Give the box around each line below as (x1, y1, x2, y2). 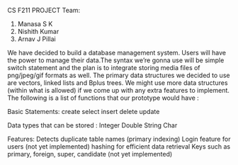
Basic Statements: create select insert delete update (7, 108, 160, 115)
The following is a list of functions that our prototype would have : (7, 93, 200, 102)
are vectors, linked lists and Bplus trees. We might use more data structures (7, 79, 228, 87)
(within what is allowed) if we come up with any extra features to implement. (7, 86, 230, 94)
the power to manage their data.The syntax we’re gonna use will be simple (7, 56, 225, 64)
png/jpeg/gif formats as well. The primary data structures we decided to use (7, 71, 230, 79)
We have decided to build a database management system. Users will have (7, 49, 227, 57)
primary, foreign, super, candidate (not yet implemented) (7, 150, 173, 158)
